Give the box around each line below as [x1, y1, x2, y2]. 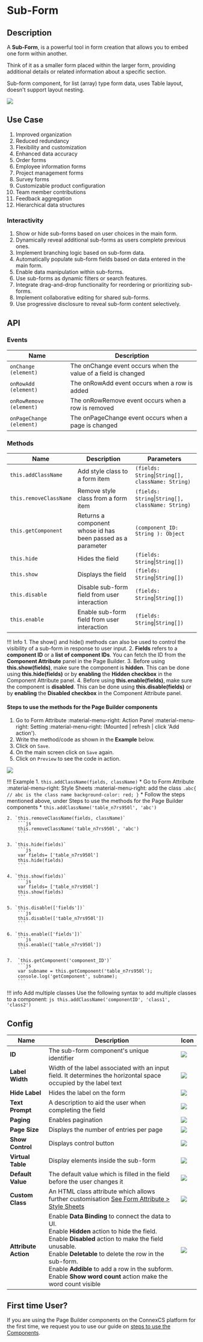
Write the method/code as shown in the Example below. [15, 736, 155, 743]
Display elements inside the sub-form [48, 1156, 156, 1165]
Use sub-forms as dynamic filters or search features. [15, 275, 148, 282]
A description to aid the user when [48, 1099, 146, 1107]
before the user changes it [48, 1178, 123, 1186]
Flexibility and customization [15, 143, 87, 151]
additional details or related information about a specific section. [7, 68, 167, 75]
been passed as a [77, 534, 128, 543]
